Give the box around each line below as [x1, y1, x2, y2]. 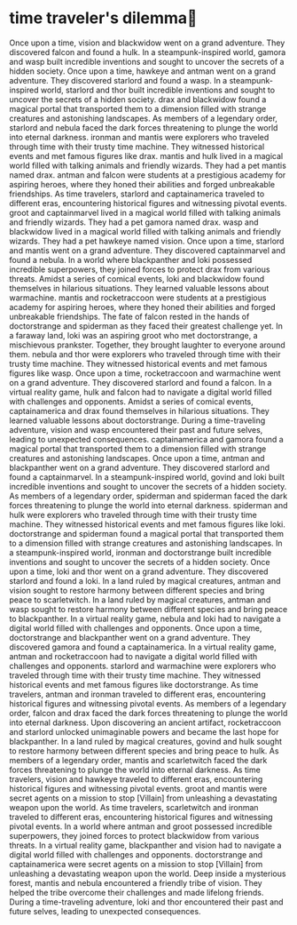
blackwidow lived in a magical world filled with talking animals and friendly [9, 226, 282, 236]
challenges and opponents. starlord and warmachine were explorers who [9, 660, 277, 671]
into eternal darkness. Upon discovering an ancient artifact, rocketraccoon [9, 717, 282, 728]
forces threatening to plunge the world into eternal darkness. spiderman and [9, 499, 288, 510]
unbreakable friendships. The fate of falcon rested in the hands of [9, 311, 250, 322]
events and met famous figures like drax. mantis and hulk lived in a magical [9, 150, 284, 161]
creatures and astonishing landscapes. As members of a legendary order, [9, 113, 277, 124]
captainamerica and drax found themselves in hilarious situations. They [9, 405, 270, 416]
